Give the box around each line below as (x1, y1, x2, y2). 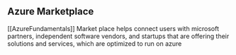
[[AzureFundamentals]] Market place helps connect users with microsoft (7, 24, 220, 32)
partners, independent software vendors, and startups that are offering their (7, 32, 230, 40)
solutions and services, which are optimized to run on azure (7, 39, 182, 48)
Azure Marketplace (7, 6, 94, 18)
